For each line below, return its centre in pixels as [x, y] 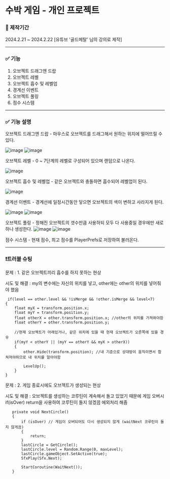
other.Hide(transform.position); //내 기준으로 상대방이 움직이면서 [90, 352]
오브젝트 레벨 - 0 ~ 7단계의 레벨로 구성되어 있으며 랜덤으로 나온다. [70, 161]
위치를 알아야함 [47, 358]
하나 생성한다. [19, 229]
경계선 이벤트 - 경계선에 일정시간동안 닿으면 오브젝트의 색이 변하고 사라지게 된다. [84, 202]
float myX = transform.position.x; [52, 308]
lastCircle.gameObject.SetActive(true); [64, 454]
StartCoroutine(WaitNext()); [52, 467]
